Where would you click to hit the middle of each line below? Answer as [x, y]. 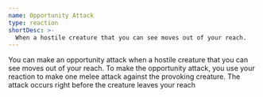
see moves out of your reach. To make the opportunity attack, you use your [132, 69]
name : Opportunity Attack [51, 15]
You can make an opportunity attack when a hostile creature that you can [128, 60]
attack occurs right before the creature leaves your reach [102, 85]
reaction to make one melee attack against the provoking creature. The [124, 76]
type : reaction [33, 23]
